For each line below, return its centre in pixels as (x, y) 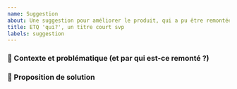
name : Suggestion (33, 14)
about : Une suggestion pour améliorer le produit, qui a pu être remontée (120, 20)
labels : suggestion (36, 34)
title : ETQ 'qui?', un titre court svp (66, 27)
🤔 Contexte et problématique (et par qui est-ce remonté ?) (108, 59)
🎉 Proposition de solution (51, 77)
